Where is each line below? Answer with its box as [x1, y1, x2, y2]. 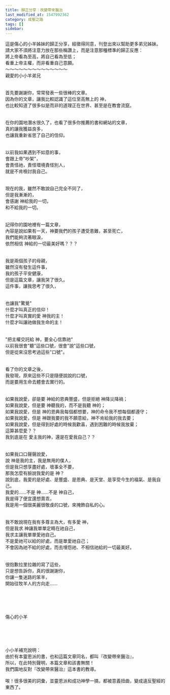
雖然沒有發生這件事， [5, 264, 50, 270]
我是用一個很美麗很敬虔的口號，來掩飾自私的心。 [5, 502, 108, 508]
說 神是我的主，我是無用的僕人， [5, 458, 74, 464]
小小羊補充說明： [5, 647, 41, 653]
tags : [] [5, 21, 24, 27]
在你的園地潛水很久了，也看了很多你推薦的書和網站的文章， [5, 120, 130, 126]
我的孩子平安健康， [5, 270, 46, 276]
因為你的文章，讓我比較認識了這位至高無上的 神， [5, 96, 109, 102]
